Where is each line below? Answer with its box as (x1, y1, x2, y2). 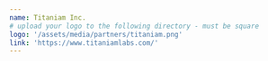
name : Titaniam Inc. (9, 13, 87, 22)
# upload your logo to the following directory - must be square (9, 22, 259, 30)
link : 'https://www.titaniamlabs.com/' (9, 38, 159, 48)
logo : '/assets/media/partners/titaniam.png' (9, 30, 183, 39)
